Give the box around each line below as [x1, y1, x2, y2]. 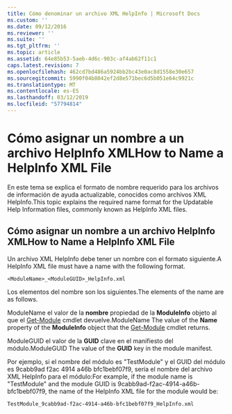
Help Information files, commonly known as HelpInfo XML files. [7, 205, 188, 213]
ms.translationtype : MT [7, 81, 76, 88]
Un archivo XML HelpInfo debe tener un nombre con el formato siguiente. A [7, 254, 222, 263]
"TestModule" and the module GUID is [7, 379, 117, 388]
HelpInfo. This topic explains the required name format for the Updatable [7, 197, 213, 206]
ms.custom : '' [7, 17, 49, 24]
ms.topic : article [7, 49, 60, 56]
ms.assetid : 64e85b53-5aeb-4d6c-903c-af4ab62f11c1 [7, 56, 157, 63]
